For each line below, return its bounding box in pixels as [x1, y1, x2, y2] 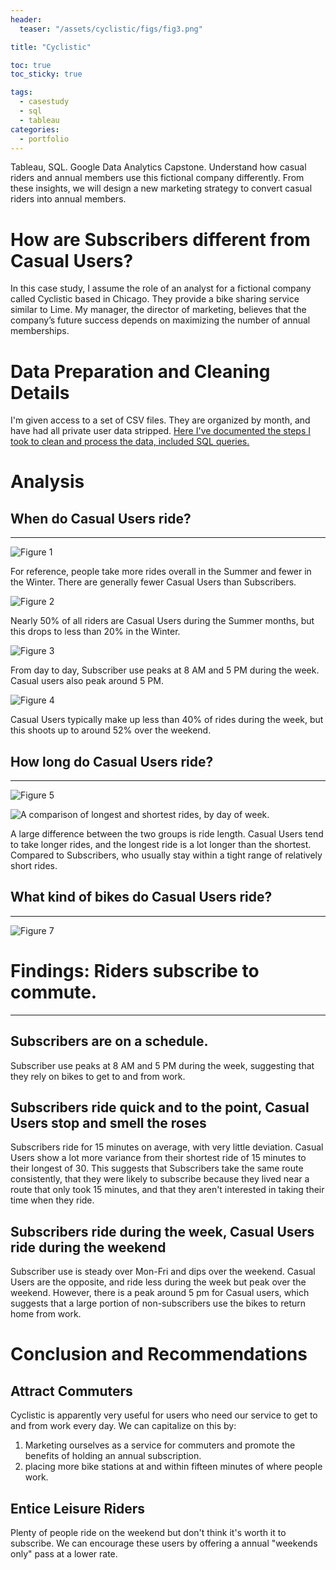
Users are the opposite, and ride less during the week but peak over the [10, 1276, 307, 1288]
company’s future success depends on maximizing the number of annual [10, 314, 311, 326]
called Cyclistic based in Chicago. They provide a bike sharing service [10, 293, 300, 305]
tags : [10, 87, 33, 98]
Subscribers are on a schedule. [10, 1033, 209, 1050]
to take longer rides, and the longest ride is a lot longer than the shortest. [10, 839, 312, 851]
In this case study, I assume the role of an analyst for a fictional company [10, 282, 312, 295]
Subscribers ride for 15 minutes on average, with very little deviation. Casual [10, 1141, 324, 1153]
